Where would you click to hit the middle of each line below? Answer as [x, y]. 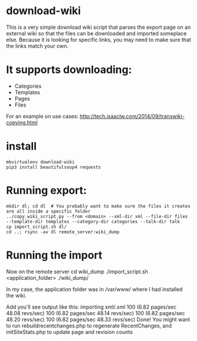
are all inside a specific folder [49, 211]
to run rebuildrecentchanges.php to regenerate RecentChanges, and [89, 326]
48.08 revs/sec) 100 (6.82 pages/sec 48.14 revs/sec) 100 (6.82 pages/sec [96, 313]
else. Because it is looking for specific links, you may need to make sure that [98, 39]
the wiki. [16, 295]
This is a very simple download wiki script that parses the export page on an [98, 27]
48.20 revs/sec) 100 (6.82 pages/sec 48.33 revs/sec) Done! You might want [98, 319]
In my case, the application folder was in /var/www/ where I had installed [94, 289]
